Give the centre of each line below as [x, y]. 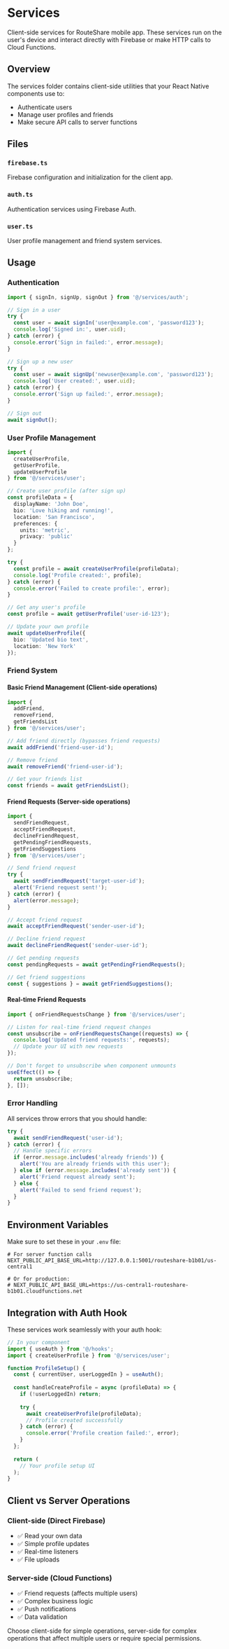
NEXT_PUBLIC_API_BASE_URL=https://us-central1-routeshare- [101, 1285]
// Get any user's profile [46, 607]
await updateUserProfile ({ [46, 633]
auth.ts [20, 195]
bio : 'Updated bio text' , [51, 640]
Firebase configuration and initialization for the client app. [90, 177]
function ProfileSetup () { [46, 1368]
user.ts [20, 226]
